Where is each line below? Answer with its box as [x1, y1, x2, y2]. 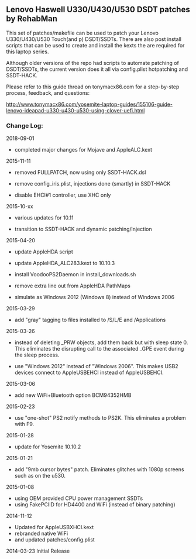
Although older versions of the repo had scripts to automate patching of [6, 59, 180, 66]
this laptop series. [6, 48, 49, 55]
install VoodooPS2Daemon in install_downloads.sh [14, 271, 136, 278]
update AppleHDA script [14, 248, 73, 255]
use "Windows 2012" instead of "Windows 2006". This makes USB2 [14, 363, 178, 370]
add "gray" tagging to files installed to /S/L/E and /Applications [14, 316, 166, 324]
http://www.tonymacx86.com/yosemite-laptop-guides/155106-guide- [6, 101, 173, 108]
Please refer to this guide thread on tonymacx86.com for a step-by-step [6, 83, 180, 90]
